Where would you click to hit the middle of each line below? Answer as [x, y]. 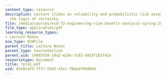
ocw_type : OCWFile [24, 42]
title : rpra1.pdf [23, 64]
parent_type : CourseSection [34, 51]
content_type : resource [30, 10]
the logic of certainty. [35, 19]
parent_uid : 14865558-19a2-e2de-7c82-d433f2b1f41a [58, 55]
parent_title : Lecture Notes [35, 46]
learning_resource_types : [32, 32]
